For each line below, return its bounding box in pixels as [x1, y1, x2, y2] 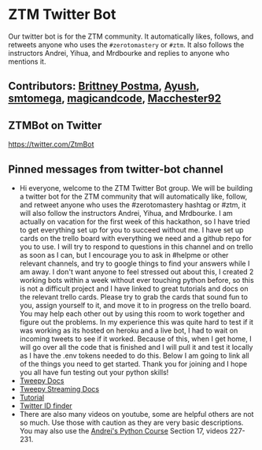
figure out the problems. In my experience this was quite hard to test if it [19, 317, 254, 326]
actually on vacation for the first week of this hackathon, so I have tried [19, 217, 250, 226]
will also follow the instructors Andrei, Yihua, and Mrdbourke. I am [19, 208, 234, 218]
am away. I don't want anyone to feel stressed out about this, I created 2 [19, 266, 254, 277]
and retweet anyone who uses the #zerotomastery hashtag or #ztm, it [19, 199, 246, 210]
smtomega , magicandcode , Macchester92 [8, 92, 222, 106]
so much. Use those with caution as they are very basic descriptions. [19, 418, 244, 427]
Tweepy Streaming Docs [19, 384, 100, 393]
